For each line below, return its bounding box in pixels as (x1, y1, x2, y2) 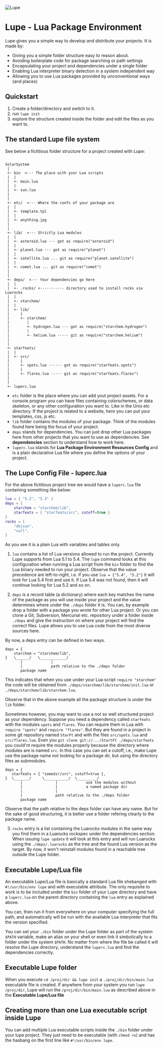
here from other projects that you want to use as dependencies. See (12, 434, 150, 440)
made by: (5, 43, 24, 49)
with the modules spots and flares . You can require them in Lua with (5, 721, 143, 727)
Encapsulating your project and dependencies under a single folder (12, 62, 148, 68)
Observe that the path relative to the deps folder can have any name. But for (5, 806, 159, 812)
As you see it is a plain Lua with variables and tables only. (5, 542, 121, 548)
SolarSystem (5, 162, 29, 167)
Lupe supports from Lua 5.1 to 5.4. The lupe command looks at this (12, 556, 146, 562)
